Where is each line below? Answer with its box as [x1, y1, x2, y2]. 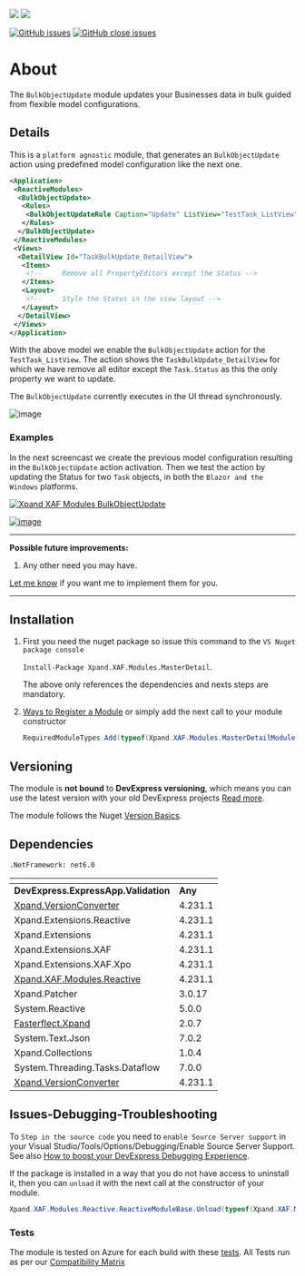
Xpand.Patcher [14, 987, 78, 1000]
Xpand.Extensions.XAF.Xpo [14, 957, 132, 970]
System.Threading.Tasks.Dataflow [14, 1061, 161, 1074]
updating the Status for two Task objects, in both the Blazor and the [9, 471, 263, 482]
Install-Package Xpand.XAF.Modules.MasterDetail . [22, 662, 213, 672]
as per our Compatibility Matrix [9, 1256, 125, 1267]
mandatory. [22, 689, 66, 700]
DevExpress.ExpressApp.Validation [14, 884, 171, 897]
